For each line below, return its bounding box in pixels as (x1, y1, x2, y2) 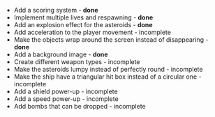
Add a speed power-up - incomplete (13, 95, 119, 103)
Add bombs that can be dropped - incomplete (13, 102, 147, 110)
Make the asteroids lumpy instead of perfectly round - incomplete (13, 65, 203, 73)
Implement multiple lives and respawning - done (13, 13, 154, 22)
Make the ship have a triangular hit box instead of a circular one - (13, 72, 202, 81)
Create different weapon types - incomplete (13, 58, 141, 65)
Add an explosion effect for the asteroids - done (13, 21, 153, 29)
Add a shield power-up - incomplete (13, 87, 118, 95)
